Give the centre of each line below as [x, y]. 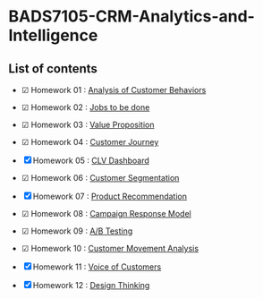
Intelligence [53, 35]
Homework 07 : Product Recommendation [110, 196]
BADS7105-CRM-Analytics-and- [132, 17]
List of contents [53, 68]
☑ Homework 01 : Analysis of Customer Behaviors [114, 90]
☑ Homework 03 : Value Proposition [88, 124]
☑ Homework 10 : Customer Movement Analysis [110, 248]
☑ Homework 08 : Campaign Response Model [106, 214]
